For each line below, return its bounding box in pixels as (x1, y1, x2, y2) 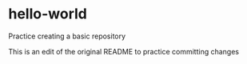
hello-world (8, 5, 88, 23)
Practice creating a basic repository (8, 31, 126, 41)
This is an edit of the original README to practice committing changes (8, 46, 240, 56)
